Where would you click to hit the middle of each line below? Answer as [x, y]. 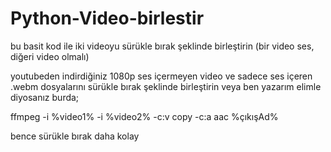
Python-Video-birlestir [107, 18]
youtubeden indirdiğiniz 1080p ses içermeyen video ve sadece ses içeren [161, 76]
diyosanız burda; [45, 97]
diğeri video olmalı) [50, 56]
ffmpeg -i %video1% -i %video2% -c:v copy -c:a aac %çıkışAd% [144, 116]
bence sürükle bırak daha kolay [75, 136]
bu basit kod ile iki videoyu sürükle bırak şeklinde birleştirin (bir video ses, [162, 46]
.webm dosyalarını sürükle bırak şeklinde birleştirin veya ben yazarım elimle [166, 86]
